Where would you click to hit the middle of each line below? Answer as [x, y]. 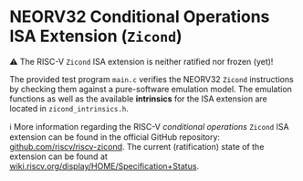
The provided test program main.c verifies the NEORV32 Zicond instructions [151, 79]
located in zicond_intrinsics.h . [69, 108]
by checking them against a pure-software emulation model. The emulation [151, 89]
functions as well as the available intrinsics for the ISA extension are [138, 99]
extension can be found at [58, 156]
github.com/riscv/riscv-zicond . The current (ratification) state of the [137, 146]
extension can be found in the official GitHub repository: [115, 137]
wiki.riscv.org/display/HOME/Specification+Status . [104, 165]
